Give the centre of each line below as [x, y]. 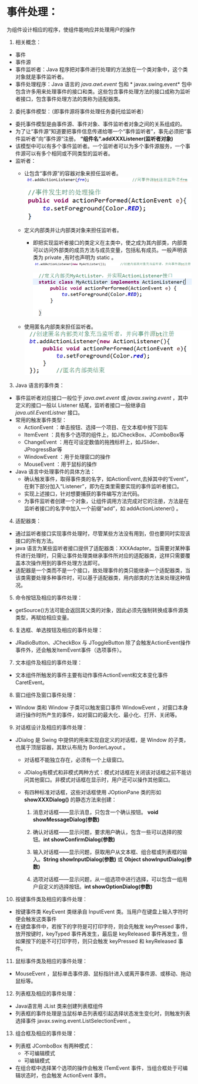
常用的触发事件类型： [41, 420]
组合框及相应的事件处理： [46, 1033]
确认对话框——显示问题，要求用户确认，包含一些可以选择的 [105, 832]
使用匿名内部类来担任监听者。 [60, 327]
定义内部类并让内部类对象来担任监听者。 [73, 230]
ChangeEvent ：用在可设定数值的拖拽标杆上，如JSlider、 [93, 442]
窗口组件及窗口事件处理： [46, 695]
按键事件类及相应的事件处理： [51, 899]
